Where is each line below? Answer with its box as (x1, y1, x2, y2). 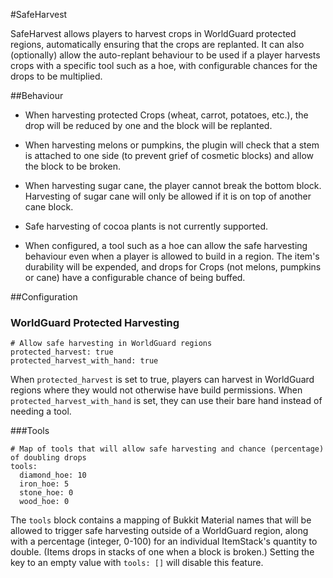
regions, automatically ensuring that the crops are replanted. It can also (10, 39, 305, 50)
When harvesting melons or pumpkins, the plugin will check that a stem (24, 139, 320, 151)
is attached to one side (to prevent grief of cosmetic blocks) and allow (24, 150, 314, 161)
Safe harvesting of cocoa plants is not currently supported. (24, 220, 269, 232)
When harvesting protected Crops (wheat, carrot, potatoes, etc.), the (24, 109, 309, 121)
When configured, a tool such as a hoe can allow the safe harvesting (24, 240, 308, 251)
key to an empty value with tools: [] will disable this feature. (10, 557, 264, 569)
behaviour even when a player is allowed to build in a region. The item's (24, 250, 320, 262)
